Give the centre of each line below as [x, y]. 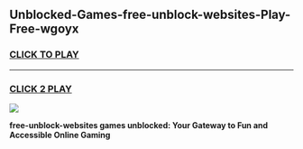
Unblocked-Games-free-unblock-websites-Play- [150, 15]
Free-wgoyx [44, 29]
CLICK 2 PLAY [41, 88]
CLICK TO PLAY [44, 55]
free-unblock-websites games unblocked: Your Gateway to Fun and [139, 125]
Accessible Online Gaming [60, 135]
